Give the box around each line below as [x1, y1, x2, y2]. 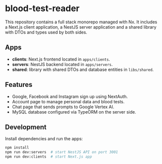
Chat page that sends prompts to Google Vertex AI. [12, 104, 114, 110]
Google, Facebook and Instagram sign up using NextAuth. [12, 93, 128, 99]
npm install [5, 145, 29, 150]
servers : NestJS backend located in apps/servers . [12, 61, 113, 67]
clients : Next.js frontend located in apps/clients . [12, 56, 110, 62]
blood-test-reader [5, 3, 80, 14]
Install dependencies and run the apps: [5, 136, 83, 142]
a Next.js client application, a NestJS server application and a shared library [5, 24, 157, 30]
